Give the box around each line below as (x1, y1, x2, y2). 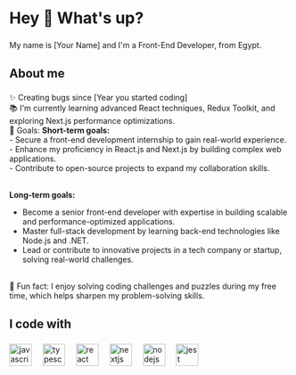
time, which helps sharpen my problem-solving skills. (9, 290, 205, 301)
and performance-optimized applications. (21, 216, 176, 227)
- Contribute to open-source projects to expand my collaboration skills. (9, 163, 270, 174)
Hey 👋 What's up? (9, 8, 144, 29)
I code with (9, 316, 72, 331)
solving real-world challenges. (21, 254, 134, 265)
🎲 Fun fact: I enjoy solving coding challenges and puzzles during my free (9, 281, 276, 292)
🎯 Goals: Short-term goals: (9, 125, 110, 136)
